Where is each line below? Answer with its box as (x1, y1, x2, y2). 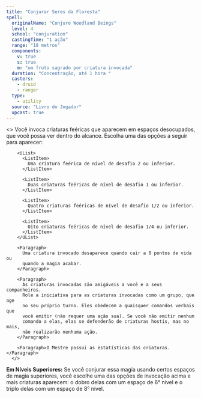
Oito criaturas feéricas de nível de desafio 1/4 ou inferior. (28, 224, 189, 230)
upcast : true (11, 109, 44, 115)
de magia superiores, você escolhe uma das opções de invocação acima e (6, 372, 191, 379)
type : (11, 93, 26, 99)
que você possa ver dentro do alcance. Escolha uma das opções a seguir (6, 132, 188, 139)
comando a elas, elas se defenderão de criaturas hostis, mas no (22, 319, 189, 325)
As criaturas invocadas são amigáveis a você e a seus (22, 282, 163, 288)
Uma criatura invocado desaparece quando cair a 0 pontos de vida (22, 250, 192, 256)
